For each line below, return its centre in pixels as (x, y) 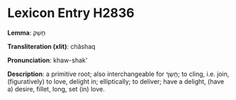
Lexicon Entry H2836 (71, 13)
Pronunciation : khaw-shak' (47, 60)
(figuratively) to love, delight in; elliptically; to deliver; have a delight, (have (116, 81)
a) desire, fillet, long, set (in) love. (56, 89)
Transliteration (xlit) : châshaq (51, 46)
